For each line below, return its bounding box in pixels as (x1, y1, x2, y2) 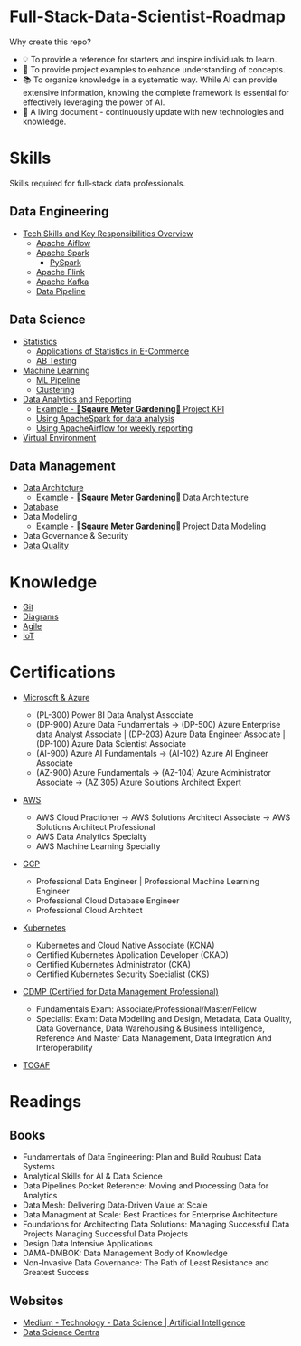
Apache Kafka (35, 276, 89, 287)
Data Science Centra (22, 1327, 100, 1337)
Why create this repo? (9, 36, 92, 47)
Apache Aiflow (35, 237, 91, 248)
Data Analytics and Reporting (22, 394, 132, 405)
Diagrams (22, 611, 59, 622)
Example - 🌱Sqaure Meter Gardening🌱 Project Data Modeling (35, 520, 267, 531)
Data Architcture (22, 482, 84, 493)
